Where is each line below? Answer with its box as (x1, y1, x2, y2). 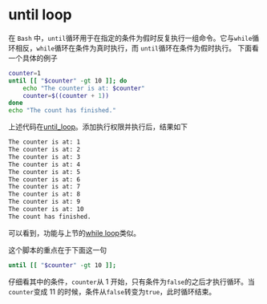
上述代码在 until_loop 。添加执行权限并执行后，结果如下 (8, 122, 188, 132)
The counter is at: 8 (8, 190, 81, 198)
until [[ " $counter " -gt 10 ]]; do (8, 76, 127, 85)
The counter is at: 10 (8, 205, 84, 213)
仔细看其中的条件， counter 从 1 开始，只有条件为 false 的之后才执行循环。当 (8, 277, 255, 286)
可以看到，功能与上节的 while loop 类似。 (8, 228, 141, 237)
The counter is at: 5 (8, 168, 81, 176)
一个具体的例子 (8, 53, 58, 63)
